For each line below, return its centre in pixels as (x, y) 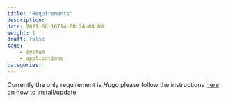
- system (32, 53)
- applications (42, 59)
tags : (15, 46)
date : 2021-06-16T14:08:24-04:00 (56, 26)
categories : (24, 65)
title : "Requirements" (40, 13)
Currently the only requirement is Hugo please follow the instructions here (113, 84)
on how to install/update (42, 92)
